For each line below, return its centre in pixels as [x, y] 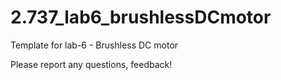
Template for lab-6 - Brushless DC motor [94, 45]
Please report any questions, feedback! [91, 64]
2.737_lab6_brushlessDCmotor [141, 17]
